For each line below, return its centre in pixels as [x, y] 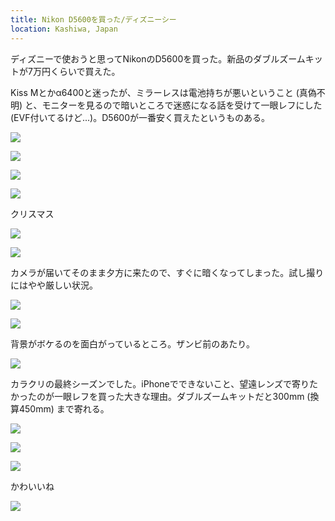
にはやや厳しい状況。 [54, 285]
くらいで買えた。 [85, 71]
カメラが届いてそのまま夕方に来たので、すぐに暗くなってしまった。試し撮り [167, 272]
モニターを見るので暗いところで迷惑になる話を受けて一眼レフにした [182, 105]
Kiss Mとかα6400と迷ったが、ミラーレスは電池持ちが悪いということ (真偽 [163, 92]
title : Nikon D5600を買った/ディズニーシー [93, 19]
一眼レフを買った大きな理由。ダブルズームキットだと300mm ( [182, 396]
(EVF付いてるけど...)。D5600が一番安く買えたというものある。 [140, 117]
